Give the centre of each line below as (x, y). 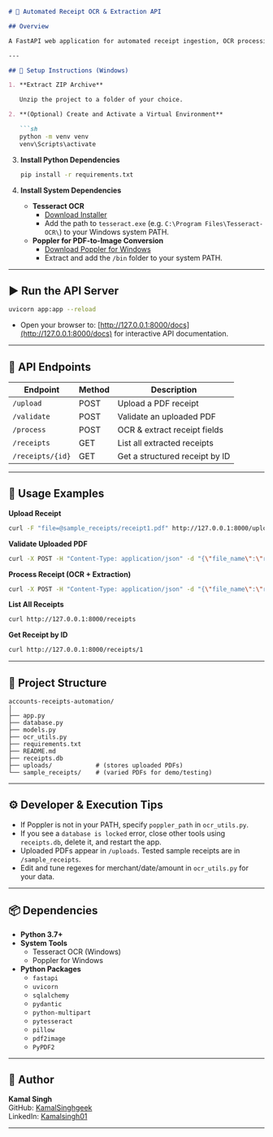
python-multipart (62, 1013)
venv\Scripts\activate (57, 144)
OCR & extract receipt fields (170, 430)
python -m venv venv (54, 137)
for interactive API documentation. (171, 334)
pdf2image (49, 1039)
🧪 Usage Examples (56, 494)
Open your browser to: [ (60, 325)
